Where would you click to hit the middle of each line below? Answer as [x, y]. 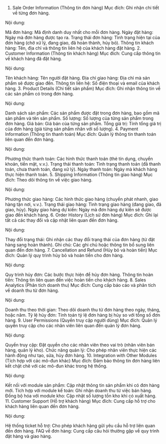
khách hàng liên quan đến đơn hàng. [43, 406]
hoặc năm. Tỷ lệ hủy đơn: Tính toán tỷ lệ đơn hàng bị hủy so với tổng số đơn [83, 315]
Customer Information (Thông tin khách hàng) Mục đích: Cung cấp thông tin [83, 53]
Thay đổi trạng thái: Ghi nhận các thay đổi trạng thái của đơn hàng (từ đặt [80, 239]
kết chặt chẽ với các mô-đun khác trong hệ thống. [56, 366]
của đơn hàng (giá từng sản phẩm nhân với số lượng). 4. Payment [72, 129]
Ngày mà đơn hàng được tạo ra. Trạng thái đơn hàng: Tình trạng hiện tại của [83, 38]
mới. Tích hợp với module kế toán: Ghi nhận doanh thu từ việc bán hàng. [79, 391]
